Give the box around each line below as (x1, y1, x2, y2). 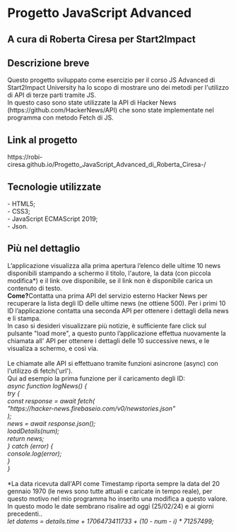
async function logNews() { (7, 381, 88, 390)
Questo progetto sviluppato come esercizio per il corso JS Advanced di (7, 76, 216, 84)
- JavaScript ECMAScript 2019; (7, 214, 98, 224)
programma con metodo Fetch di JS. (7, 113, 114, 122)
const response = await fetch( (7, 396, 95, 405)
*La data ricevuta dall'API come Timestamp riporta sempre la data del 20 (7, 479, 220, 487)
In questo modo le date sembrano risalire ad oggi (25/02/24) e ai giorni (7, 502, 214, 510)
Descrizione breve (7, 57, 90, 69)
